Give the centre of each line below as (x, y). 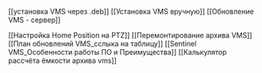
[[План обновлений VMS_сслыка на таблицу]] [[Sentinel (102, 44)
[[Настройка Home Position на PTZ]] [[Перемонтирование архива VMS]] (130, 35)
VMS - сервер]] (35, 20)
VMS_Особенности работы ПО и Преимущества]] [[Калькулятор (118, 52)
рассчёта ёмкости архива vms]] (63, 60)
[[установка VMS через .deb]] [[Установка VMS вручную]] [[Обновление (131, 12)
